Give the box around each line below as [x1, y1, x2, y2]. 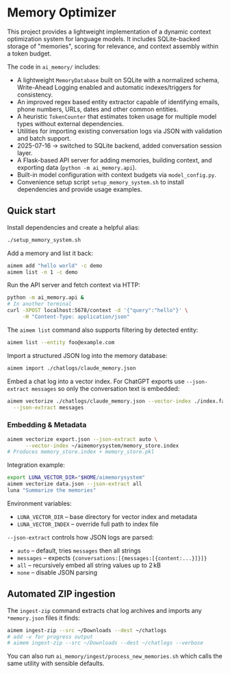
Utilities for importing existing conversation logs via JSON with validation [16, 127, 222, 135]
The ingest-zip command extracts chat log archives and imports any [7, 606, 202, 614]
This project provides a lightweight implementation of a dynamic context [7, 27, 212, 36]
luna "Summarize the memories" [7, 487, 97, 494]
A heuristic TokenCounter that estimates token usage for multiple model [16, 112, 217, 121]
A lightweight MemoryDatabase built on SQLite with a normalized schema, [16, 75, 220, 84]
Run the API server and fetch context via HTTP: [7, 281, 140, 289]
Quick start [7, 205, 56, 217]
